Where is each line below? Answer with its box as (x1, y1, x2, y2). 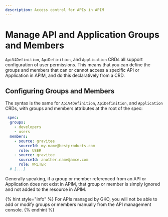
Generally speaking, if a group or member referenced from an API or (5, 175, 146, 181)
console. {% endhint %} (5, 206, 55, 212)
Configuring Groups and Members (5, 86, 115, 95)
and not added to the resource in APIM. (5, 186, 87, 192)
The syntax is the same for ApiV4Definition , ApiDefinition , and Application (5, 100, 163, 106)
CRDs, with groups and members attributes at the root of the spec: (5, 105, 143, 112)
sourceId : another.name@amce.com (18, 157, 89, 162)
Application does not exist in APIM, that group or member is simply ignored (5, 181, 160, 187)
